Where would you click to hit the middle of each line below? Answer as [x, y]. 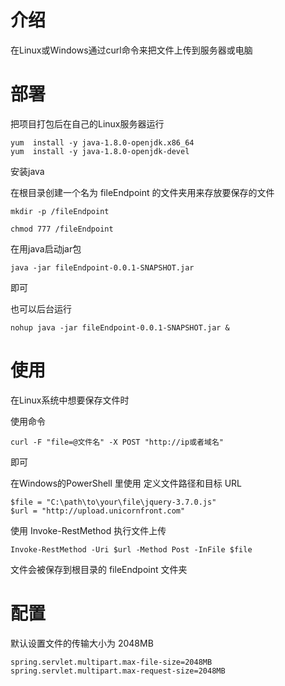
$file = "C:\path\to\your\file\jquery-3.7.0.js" [113, 502]
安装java [27, 171]
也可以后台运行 [41, 308]
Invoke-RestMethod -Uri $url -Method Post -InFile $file [131, 549]
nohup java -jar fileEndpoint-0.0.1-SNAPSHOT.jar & [120, 327]
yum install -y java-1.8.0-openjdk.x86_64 [102, 142]
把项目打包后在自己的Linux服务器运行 [87, 123]
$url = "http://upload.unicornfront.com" [98, 511]
